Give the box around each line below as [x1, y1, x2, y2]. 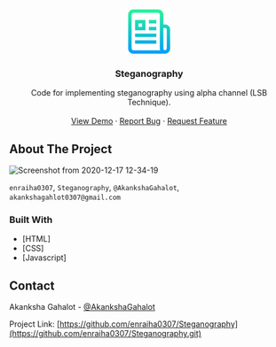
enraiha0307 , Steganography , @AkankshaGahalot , [9, 182, 180, 193]
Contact [9, 278, 55, 293]
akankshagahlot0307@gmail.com [9, 193, 122, 203]
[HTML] [21, 234, 51, 244]
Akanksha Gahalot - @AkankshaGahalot [9, 302, 155, 312]
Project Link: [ [9, 319, 60, 329]
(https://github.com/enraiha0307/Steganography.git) [9, 328, 202, 339]
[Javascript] [21, 252, 67, 263]
